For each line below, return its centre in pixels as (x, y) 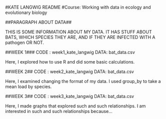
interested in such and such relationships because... (59, 111)
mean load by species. (28, 86)
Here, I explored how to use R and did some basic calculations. (70, 62)
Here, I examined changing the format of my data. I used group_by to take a (83, 81)
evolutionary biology (26, 12)
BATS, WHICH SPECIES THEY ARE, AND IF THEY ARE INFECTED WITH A (80, 37)
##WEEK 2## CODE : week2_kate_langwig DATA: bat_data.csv (69, 71)
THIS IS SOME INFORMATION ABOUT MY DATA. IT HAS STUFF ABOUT (78, 32)
